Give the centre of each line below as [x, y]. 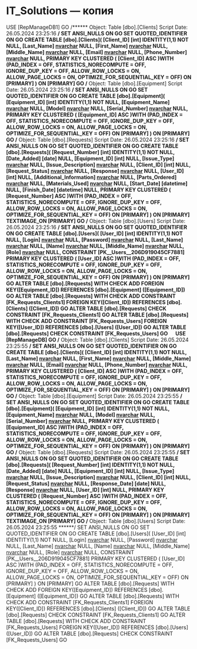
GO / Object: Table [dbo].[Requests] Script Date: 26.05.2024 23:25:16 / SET [98, 139]
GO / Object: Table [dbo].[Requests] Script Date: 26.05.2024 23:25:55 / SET [98, 452]
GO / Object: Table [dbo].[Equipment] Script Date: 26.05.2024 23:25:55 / [94, 396]
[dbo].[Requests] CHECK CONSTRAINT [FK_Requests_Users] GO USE [96, 333]
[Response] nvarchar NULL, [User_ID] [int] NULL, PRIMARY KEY [85, 490]
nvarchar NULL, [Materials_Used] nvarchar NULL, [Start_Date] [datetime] [97, 183]
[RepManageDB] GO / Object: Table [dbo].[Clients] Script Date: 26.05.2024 [98, 340]
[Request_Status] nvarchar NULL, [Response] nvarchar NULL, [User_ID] [95, 171]
